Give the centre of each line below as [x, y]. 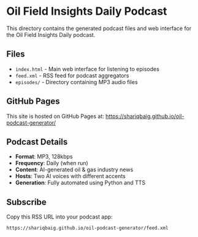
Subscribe [27, 202]
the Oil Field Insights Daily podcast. [51, 34]
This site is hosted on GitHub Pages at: [55, 116]
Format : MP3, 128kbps [44, 157]
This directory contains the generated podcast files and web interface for [99, 28]
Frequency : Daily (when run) [52, 163]
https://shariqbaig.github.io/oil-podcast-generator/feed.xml [87, 228]
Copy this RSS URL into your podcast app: [59, 217]
